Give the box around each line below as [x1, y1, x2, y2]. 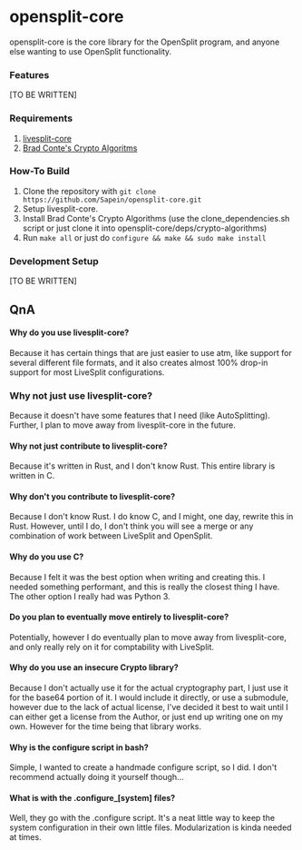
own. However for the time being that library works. [9, 721, 202, 732]
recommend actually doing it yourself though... [9, 772, 184, 783]
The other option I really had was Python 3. [9, 590, 170, 601]
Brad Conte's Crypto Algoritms [22, 143, 138, 153]
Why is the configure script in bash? [9, 742, 150, 753]
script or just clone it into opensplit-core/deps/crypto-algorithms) [22, 222, 268, 233]
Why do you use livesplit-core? [9, 327, 130, 338]
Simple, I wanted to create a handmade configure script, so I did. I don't [9, 762, 278, 773]
